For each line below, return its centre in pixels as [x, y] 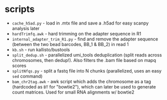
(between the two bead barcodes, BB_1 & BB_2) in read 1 [70, 44]
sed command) [27, 76]
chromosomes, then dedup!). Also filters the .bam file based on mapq [84, 60]
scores [19, 65]
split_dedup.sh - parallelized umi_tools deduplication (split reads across [87, 55]
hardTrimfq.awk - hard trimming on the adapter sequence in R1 [76, 33]
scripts [20, 9]
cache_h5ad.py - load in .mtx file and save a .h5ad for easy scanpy [80, 23]
